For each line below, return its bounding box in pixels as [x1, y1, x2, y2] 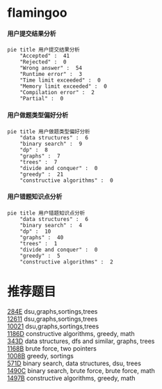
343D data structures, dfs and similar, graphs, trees [7, 337, 155, 345]
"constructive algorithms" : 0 [19, 176, 113, 184]
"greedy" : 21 [19, 171, 64, 178]
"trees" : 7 [19, 158, 58, 165]
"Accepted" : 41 [19, 52, 70, 60]
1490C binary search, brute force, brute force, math [7, 366, 155, 374]
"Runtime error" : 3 [19, 71, 82, 78]
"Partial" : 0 [19, 96, 64, 102]
